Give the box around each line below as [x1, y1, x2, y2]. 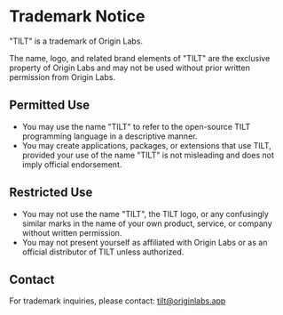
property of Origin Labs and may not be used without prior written [9, 62, 250, 73]
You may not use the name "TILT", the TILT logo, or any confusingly [21, 208, 269, 219]
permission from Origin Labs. [9, 71, 115, 82]
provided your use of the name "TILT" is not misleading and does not [21, 149, 275, 160]
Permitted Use [9, 98, 90, 113]
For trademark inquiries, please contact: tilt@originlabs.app [9, 295, 226, 306]
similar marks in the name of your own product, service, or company [21, 218, 272, 229]
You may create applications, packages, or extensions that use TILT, [21, 140, 272, 150]
